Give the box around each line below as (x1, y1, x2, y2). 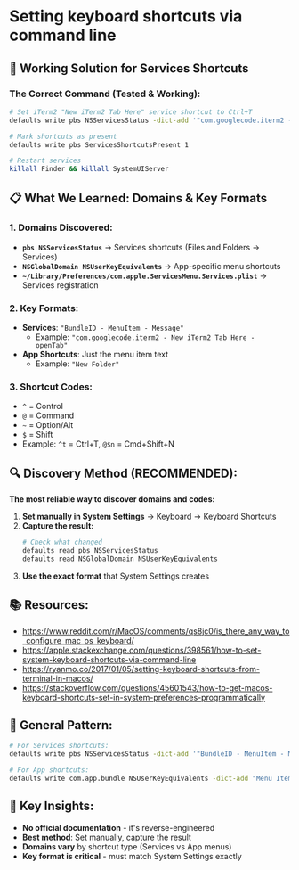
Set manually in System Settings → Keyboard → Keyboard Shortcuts (21, 511, 277, 522)
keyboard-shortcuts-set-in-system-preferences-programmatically (21, 692, 265, 702)
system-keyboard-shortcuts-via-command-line (21, 653, 197, 665)
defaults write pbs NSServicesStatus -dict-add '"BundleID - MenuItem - (9, 750, 285, 759)
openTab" (35, 341, 69, 350)
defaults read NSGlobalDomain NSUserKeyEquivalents (21, 554, 218, 563)
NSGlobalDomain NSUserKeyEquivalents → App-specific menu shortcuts (21, 260, 281, 271)
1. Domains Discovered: (9, 221, 113, 234)
